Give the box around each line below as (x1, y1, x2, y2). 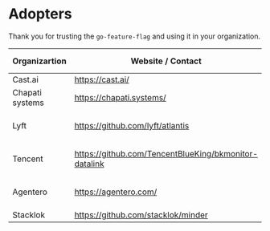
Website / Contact (130, 55, 202, 67)
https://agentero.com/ (74, 186, 157, 197)
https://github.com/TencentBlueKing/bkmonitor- (74, 148, 259, 159)
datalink (74, 158, 104, 169)
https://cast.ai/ (74, 74, 130, 85)
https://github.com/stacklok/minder (74, 209, 209, 221)
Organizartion (12, 55, 67, 67)
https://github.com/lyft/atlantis (74, 120, 190, 131)
